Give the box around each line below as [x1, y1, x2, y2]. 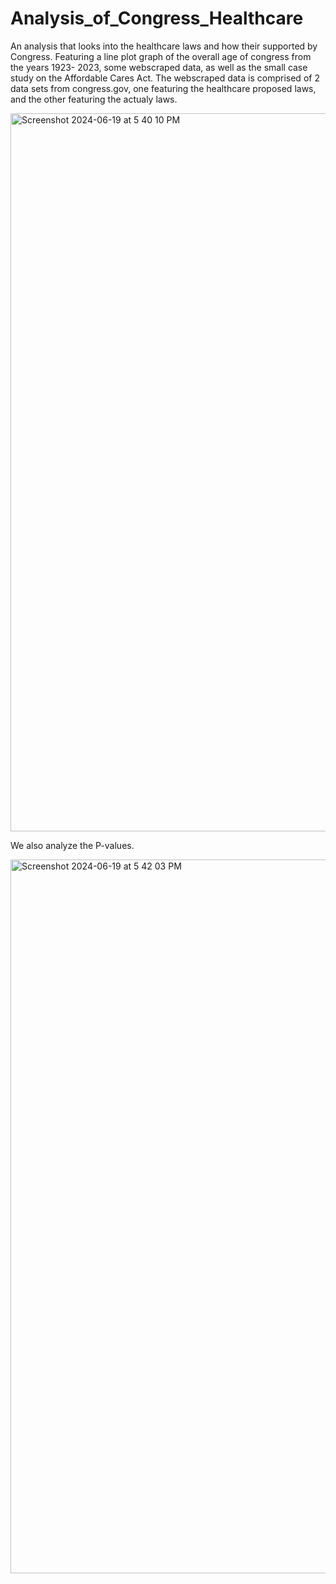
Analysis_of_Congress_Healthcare [10, 7, 304, 30]
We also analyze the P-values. [10, 839, 135, 851]
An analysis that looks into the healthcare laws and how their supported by [10, 40, 318, 52]
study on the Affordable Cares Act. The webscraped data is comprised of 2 [10, 72, 320, 84]
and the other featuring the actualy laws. [10, 93, 178, 105]
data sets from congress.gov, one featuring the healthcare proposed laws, [10, 82, 317, 94]
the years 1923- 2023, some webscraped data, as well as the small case [10, 61, 308, 73]
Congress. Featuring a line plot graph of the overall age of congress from [10, 50, 312, 62]
